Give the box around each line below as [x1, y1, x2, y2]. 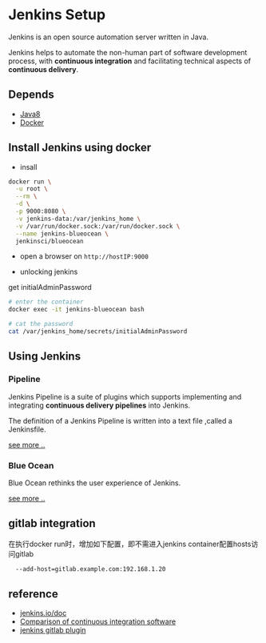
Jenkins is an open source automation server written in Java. [8, 32, 209, 42]
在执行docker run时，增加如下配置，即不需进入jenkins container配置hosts [8, 539, 252, 549]
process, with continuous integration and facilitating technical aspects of [8, 56, 252, 66]
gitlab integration [8, 516, 96, 530]
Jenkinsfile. [8, 424, 46, 434]
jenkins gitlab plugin [19, 625, 86, 635]
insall [19, 162, 38, 171]
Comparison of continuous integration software [19, 617, 177, 626]
